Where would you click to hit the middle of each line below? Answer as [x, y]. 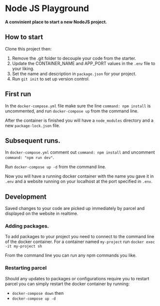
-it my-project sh [24, 246]
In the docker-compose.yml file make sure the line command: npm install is [78, 106]
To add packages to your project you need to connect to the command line [80, 237]
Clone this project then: [28, 48]
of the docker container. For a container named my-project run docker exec [80, 242]
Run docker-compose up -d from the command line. [56, 167]
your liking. [23, 68]
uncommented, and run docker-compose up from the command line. [72, 111]
